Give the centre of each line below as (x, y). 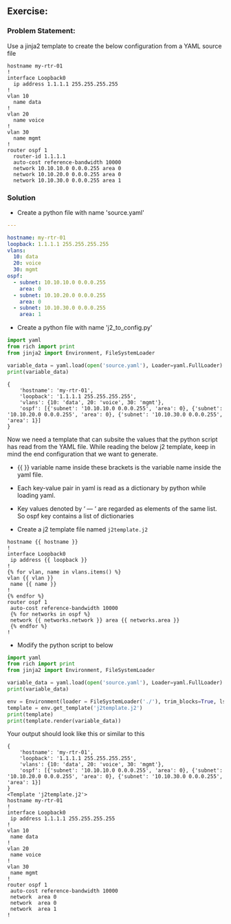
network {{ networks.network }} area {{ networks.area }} (95, 620)
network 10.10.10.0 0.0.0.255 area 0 (67, 168)
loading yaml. (36, 495)
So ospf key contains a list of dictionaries (75, 516)
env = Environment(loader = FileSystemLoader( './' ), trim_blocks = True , (112, 702)
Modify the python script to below (65, 645)
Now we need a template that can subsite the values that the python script (112, 439)
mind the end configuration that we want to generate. (82, 454)
